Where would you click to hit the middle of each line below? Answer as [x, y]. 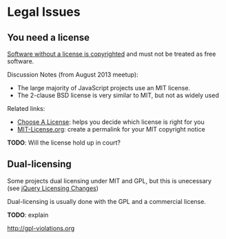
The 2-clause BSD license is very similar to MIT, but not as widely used [118, 95]
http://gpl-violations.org [41, 228]
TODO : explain [28, 215]
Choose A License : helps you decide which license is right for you [111, 122]
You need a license [49, 38]
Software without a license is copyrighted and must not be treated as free [112, 54]
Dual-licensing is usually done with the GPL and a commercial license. [107, 201]
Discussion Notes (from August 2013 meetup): [73, 74]
